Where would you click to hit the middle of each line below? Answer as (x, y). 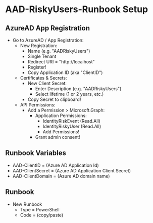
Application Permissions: (61, 116)
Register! (37, 67)
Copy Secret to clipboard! (54, 99)
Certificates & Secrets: (43, 78)
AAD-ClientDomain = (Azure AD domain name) (61, 176)
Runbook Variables (36, 153)
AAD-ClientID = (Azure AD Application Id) (56, 165)
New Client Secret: (47, 83)
